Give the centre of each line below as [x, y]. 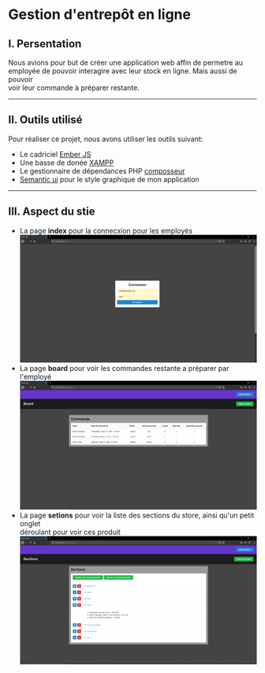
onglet [30, 523]
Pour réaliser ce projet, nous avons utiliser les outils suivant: [106, 139]
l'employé [35, 377]
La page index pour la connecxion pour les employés [106, 230]
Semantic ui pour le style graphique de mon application [109, 179]
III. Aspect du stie [52, 212]
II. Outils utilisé [45, 120]
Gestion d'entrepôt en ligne [100, 15]
